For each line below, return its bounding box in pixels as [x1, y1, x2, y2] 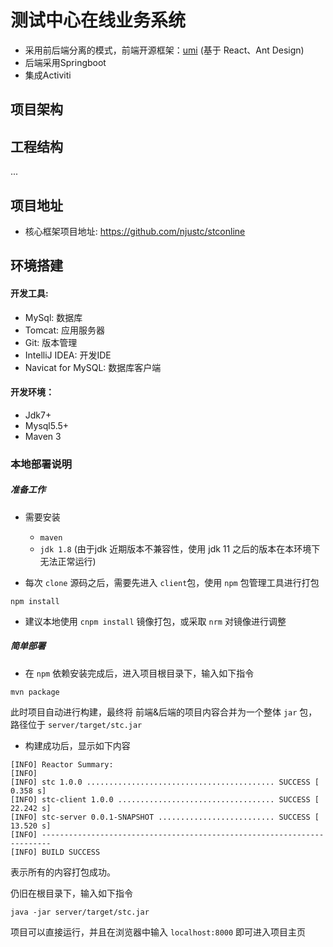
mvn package [10, 687, 60, 697]
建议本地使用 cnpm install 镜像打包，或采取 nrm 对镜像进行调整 [24, 615, 287, 627]
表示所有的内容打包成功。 [10, 866, 116, 878]
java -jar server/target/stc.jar [10, 907, 150, 917]
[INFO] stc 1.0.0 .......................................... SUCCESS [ [10, 777, 320, 787]
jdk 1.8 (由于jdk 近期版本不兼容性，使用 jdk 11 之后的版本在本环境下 [39, 542, 321, 555]
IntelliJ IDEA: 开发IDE [24, 349, 112, 361]
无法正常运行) [39, 555, 97, 567]
